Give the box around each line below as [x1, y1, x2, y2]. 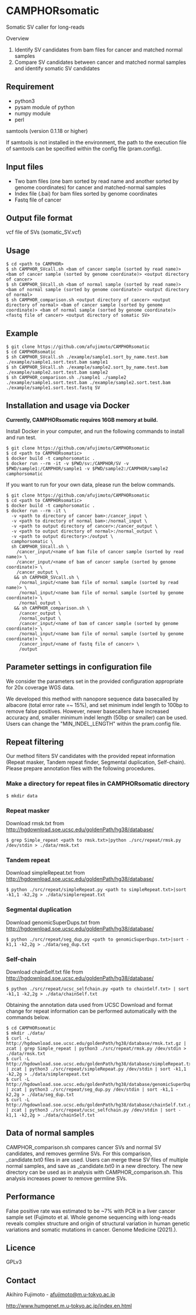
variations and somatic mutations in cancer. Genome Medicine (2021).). [6, 1226, 178, 1233]
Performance [6, 1192, 55, 1202]
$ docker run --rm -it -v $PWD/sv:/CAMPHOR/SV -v [6, 460, 129, 466]
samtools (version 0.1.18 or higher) [6, 127, 88, 134]
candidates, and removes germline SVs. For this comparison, [6, 1150, 152, 1157]
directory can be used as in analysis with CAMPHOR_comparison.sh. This [6, 1169, 183, 1176]
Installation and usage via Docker [6, 401, 130, 411]
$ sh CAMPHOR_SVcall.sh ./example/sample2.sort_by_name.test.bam [6, 364, 168, 370]
